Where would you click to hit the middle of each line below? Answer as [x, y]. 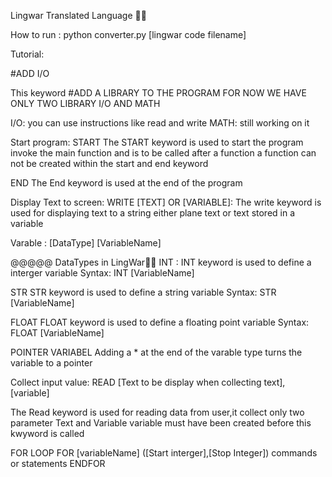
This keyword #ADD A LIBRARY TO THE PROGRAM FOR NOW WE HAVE [158, 93]
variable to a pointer [51, 363]
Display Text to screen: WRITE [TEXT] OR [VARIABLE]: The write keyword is [166, 202]
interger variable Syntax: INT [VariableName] [102, 273]
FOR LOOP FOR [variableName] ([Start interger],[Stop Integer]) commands [164, 453]
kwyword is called [47, 433]
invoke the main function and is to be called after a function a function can [163, 153]
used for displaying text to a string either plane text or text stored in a [153, 213]
